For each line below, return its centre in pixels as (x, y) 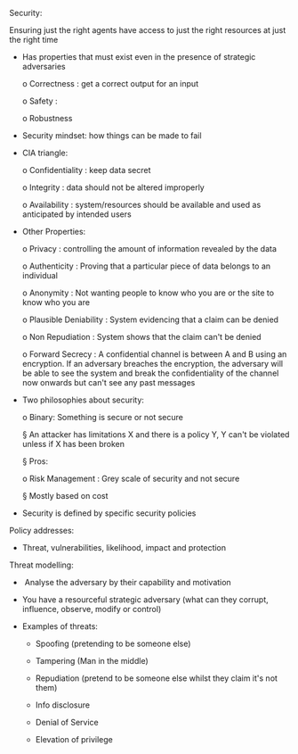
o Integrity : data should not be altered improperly (113, 187)
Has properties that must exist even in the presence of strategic (139, 57)
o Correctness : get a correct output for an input (110, 83)
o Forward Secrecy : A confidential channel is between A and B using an (154, 354)
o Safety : (40, 101)
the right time (34, 40)
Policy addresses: (42, 530)
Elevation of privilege (74, 739)
